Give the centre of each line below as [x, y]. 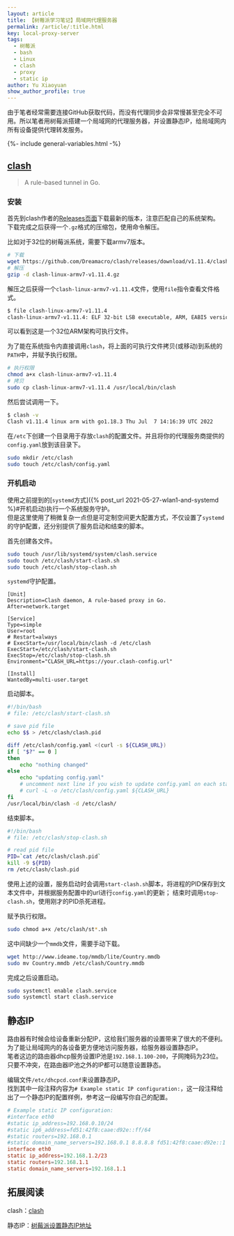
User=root [22, 631]
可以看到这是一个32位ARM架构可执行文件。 [70, 332]
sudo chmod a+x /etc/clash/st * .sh [57, 929]
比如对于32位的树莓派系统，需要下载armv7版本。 [78, 242]
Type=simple [24, 625]
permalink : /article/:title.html [56, 27]
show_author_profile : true [46, 91]
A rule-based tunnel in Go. [62, 182]
